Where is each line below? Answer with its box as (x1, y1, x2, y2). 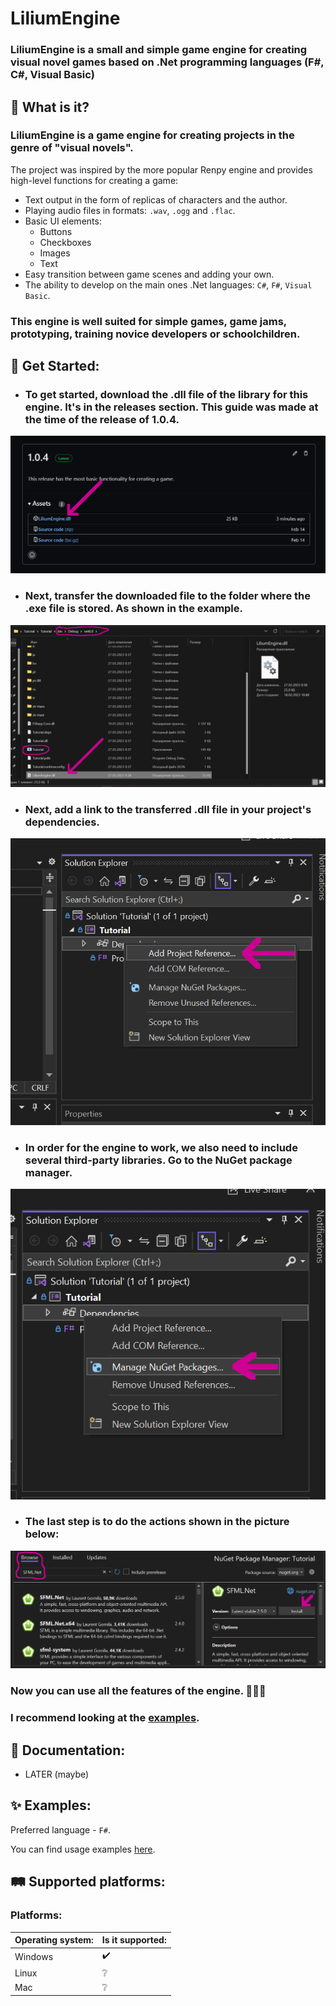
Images (39, 247, 71, 259)
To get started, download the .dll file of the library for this (24, 388, 309, 402)
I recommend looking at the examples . (10, 1711, 200, 1725)
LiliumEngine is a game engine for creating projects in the (10, 128, 295, 142)
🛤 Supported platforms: (10, 1873, 166, 1891)
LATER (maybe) (24, 1768, 90, 1780)
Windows (14, 1950, 54, 1962)
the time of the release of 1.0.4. (24, 413, 180, 427)
